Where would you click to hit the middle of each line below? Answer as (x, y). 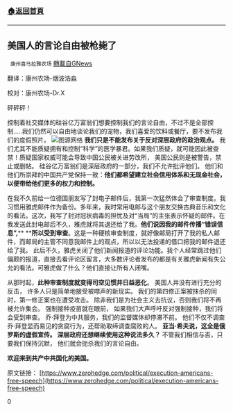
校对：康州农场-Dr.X (36, 93)
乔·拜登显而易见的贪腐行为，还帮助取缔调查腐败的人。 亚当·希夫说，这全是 (113, 326)
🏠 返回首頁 (26, 10)
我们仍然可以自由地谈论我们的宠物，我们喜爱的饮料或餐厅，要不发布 (119, 131)
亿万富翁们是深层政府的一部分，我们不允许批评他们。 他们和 (137, 166)
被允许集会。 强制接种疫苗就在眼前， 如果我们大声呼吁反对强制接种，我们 (112, 309)
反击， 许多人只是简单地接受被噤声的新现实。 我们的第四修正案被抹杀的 (109, 291)
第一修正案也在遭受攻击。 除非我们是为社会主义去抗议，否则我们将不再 (120, 300)
